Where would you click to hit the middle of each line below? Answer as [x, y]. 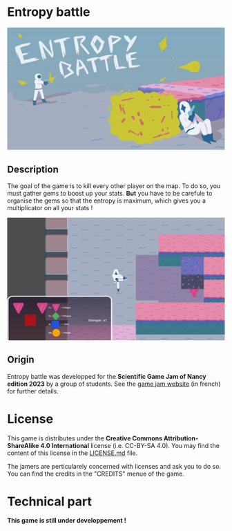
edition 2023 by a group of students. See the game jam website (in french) [114, 384]
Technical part [49, 501]
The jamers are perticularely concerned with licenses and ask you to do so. [114, 466]
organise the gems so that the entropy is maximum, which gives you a [106, 201]
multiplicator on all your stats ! [50, 208]
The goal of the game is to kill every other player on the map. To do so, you [114, 186]
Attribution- [181, 438]
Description [33, 169]
